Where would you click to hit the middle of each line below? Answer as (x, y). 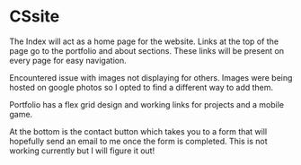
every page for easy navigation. (68, 60)
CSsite (35, 17)
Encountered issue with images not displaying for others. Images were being (151, 77)
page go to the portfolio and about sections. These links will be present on (147, 50)
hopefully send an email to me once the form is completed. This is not (138, 141)
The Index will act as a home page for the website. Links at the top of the (144, 41)
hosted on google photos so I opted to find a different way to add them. (142, 87)
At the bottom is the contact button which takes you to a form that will (138, 131)
